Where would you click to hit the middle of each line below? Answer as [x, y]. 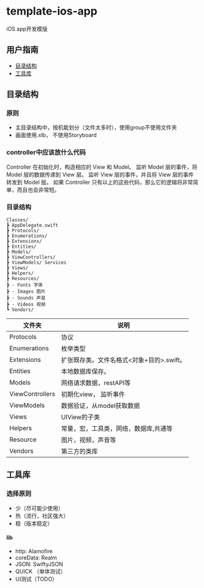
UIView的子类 [80, 417]
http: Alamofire [34, 551]
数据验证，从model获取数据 [100, 406]
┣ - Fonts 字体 [25, 285]
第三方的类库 [79, 452]
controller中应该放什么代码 [46, 152]
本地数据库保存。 [85, 371]
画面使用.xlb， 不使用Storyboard [56, 135]
